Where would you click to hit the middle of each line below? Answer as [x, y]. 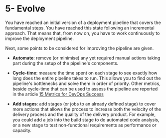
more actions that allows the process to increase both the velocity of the [87, 109]
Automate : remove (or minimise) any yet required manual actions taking [86, 57]
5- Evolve [25, 9]
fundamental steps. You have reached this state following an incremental [80, 27]
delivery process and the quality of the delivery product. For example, [84, 114]
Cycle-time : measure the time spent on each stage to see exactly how [85, 72]
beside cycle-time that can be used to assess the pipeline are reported [85, 88]
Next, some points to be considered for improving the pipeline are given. [80, 48]
